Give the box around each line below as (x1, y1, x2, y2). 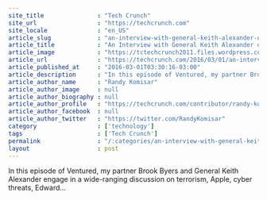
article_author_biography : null (8, 93, 119, 101)
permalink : (8, 137, 102, 145)
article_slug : (8, 33, 102, 42)
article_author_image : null (8, 85, 119, 94)
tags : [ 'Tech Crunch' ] (8, 129, 158, 137)
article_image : (8, 48, 102, 56)
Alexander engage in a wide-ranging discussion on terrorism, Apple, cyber (8, 175, 253, 184)
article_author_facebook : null (8, 108, 119, 116)
